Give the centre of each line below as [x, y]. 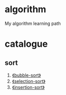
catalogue [26, 44]
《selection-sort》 [29, 81]
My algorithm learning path [33, 23]
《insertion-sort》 [28, 87]
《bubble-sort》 [26, 75]
